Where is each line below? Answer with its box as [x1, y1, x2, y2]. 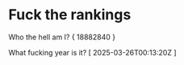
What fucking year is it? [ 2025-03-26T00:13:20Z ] [8, 47, 177, 57]
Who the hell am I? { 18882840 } [8, 32, 116, 42]
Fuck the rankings [8, 6, 132, 24]
